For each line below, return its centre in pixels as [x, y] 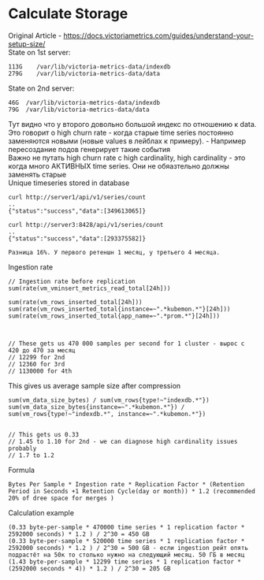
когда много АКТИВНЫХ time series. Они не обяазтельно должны [119, 165]
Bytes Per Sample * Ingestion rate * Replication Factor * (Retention [126, 484]
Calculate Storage [68, 14]
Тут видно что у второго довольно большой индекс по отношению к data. [132, 124]
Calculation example [41, 512]
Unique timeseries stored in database [69, 183]
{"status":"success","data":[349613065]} [77, 211]
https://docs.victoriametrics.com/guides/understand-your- [158, 35]
